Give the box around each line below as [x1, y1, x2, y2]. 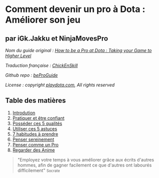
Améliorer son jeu [5, 14, 81, 26]
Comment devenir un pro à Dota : [5, 4, 145, 15]
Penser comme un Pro [12, 141, 59, 147]
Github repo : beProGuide [5, 72, 58, 78]
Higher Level [5, 53, 32, 59]
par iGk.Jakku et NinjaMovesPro [5, 34, 108, 43]
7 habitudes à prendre [12, 131, 59, 137]
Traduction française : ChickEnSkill [5, 63, 78, 68]
